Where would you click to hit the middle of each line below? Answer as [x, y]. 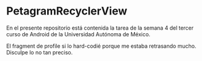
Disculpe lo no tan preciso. [40, 52]
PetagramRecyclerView [67, 11]
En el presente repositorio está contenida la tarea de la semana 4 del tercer [100, 28]
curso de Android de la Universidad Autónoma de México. [78, 34]
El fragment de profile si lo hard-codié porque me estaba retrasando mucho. [101, 46]
